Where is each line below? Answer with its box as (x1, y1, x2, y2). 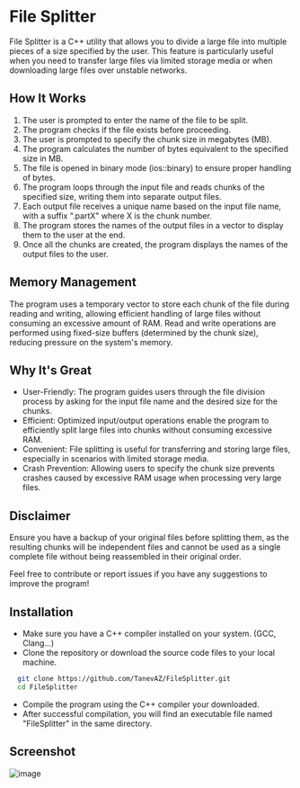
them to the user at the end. (22, 229, 126, 240)
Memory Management (9, 274, 137, 290)
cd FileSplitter (17, 682, 78, 692)
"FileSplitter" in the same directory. (22, 718, 153, 729)
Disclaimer (9, 508, 71, 524)
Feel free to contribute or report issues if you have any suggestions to (9, 569, 268, 579)
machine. (22, 657, 57, 667)
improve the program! (9, 578, 90, 589)
